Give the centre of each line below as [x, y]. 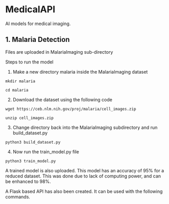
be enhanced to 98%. [28, 181]
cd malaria [17, 90]
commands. [18, 197]
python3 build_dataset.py [33, 142]
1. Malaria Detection [38, 40]
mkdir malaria [20, 81]
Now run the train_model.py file [46, 151]
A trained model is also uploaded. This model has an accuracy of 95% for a [85, 170]
